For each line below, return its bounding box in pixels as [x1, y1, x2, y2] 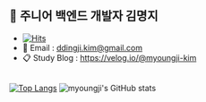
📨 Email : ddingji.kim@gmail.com [21, 42, 143, 53]
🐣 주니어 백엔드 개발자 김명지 [9, 8, 159, 24]
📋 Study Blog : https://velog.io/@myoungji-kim [21, 52, 197, 63]
